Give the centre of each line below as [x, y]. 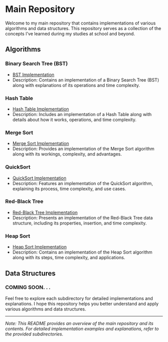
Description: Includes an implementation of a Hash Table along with [82, 114]
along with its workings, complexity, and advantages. [67, 154]
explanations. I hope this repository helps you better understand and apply [82, 303]
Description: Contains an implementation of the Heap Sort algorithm [82, 252]
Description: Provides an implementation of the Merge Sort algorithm [83, 149]
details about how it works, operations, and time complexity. [74, 119]
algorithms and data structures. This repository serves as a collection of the [83, 28]
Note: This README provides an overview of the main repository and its [79, 323]
